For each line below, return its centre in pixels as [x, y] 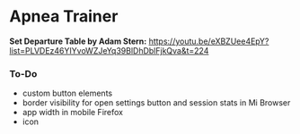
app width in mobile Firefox [73, 113]
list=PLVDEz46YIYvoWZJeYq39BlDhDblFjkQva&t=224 [109, 50]
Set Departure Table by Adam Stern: [78, 41]
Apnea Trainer [64, 17]
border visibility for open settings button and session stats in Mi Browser [156, 103]
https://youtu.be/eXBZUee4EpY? [209, 41]
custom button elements [67, 93]
